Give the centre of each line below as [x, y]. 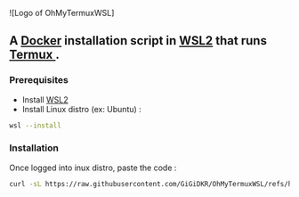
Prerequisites [39, 80]
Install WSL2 [45, 99]
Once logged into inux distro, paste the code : [93, 168]
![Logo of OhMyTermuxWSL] [62, 13]
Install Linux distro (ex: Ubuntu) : [82, 109]
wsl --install [36, 125]
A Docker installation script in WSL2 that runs [138, 41]
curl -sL [25, 184]
